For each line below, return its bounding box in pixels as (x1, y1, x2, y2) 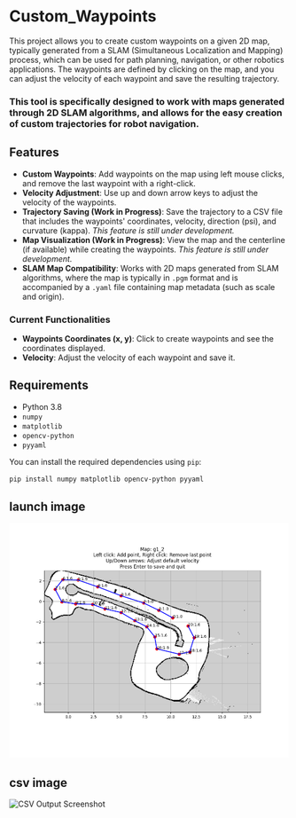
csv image (9, 775, 68, 790)
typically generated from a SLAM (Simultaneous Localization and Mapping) (9, 44, 284, 55)
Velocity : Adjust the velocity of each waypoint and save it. (21, 352, 236, 363)
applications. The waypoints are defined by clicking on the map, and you (9, 64, 275, 75)
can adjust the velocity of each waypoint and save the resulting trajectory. (9, 73, 280, 83)
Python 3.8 (21, 401, 62, 412)
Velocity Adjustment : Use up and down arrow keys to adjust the (21, 187, 259, 198)
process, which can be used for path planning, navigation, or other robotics (9, 54, 285, 65)
